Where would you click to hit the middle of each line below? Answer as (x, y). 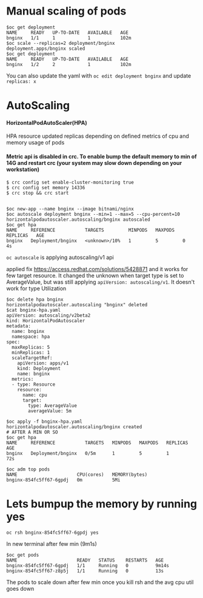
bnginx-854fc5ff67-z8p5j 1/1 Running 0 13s (85, 571)
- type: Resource (34, 384)
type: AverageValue (53, 405)
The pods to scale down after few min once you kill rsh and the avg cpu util (100, 582)
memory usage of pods (35, 143)
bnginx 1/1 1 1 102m (69, 38)
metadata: (19, 326)
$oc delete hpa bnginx (35, 299)
